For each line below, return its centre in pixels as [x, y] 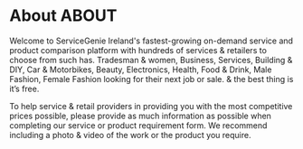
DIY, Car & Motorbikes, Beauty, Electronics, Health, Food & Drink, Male [141, 70]
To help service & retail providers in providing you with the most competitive [151, 106]
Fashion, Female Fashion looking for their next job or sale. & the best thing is [151, 79]
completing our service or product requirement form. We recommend [138, 125]
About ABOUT [63, 16]
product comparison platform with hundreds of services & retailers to [138, 50]
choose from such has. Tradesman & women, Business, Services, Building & [151, 60]
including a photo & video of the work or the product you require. [130, 135]
